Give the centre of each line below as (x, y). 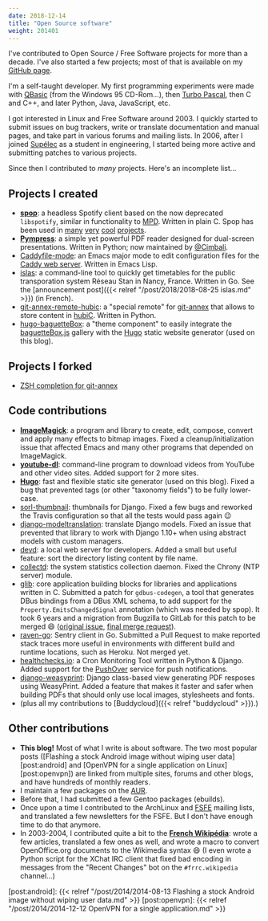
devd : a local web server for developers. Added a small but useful (128, 549)
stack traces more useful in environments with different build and (127, 643)
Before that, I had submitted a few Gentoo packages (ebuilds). (122, 799)
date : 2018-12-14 (37, 16)
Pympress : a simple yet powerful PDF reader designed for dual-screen (137, 238)
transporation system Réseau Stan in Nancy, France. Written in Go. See (137, 281)
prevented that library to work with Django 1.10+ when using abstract (133, 532)
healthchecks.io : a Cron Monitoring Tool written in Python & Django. (132, 660)
